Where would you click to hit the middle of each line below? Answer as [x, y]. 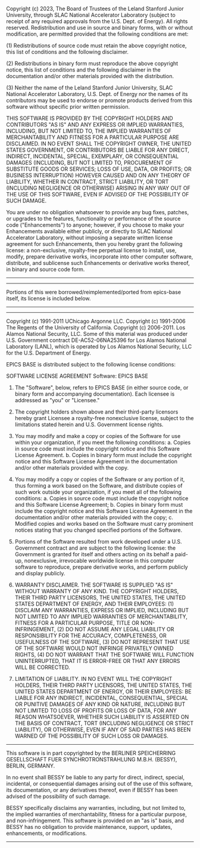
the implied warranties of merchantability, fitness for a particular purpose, [97, 814]
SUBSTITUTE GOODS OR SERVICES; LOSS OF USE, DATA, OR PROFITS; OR [99, 169]
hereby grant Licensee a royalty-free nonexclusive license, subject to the [104, 418]
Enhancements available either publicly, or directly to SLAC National [89, 231]
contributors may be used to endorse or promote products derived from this [99, 100]
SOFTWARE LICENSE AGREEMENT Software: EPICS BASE [77, 376]
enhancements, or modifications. [47, 833]
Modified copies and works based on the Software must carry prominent [104, 524]
